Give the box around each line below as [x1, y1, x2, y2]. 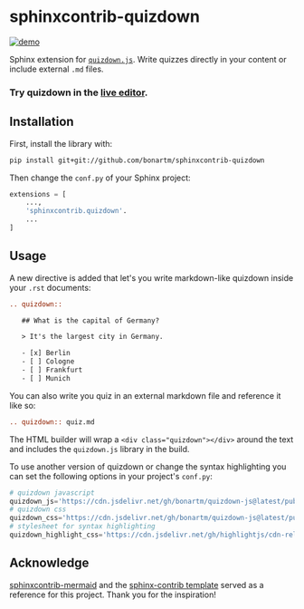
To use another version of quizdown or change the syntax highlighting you [9, 460, 287, 472]
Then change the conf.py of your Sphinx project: [9, 172, 192, 183]
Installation [9, 114, 74, 130]
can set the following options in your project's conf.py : [9, 470, 213, 481]
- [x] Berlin [21, 349, 71, 358]
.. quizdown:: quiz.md [9, 417, 95, 427]
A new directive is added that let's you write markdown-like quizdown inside [9, 272, 294, 283]
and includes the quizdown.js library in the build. [9, 443, 190, 454]
